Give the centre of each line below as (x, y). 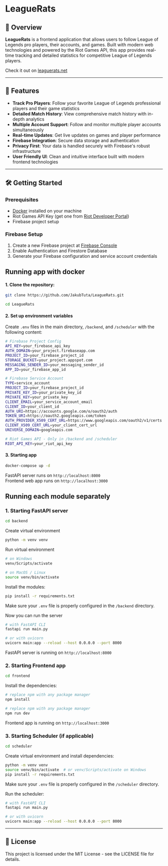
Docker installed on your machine (47, 211)
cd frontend (17, 676)
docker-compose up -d (28, 465)
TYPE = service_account (28, 383)
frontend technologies (35, 162)
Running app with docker (45, 272)
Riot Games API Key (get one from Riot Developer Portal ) (71, 216)
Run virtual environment (30, 550)
